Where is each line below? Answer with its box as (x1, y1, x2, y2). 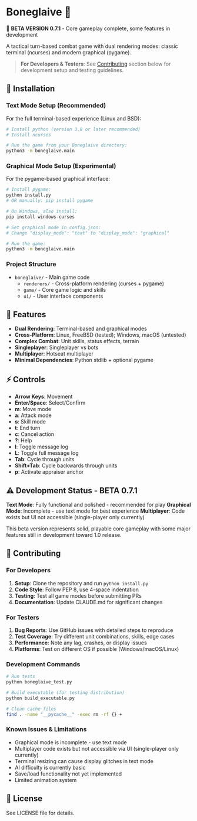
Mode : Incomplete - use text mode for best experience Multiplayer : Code (6, 507, 185, 514)
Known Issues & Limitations (6, 725, 87, 734)
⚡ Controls (6, 374, 46, 385)
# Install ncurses (6, 132, 51, 138)
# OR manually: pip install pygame (6, 198, 94, 204)
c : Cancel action (14, 431, 55, 438)
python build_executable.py (6, 695, 75, 701)
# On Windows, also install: (6, 208, 78, 214)
